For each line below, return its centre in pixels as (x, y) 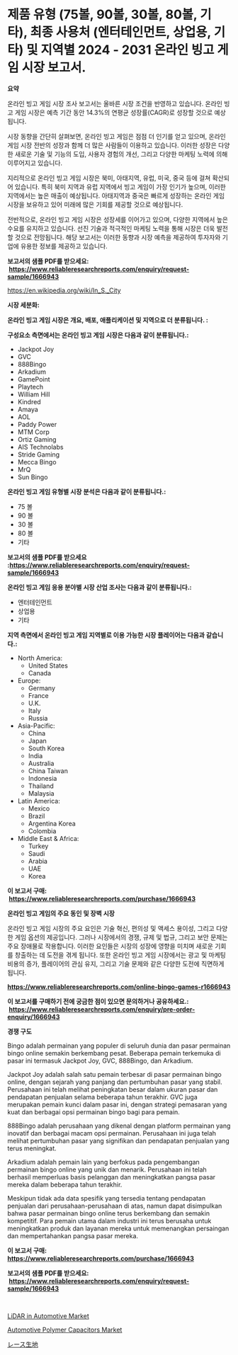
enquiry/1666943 (34, 1017)
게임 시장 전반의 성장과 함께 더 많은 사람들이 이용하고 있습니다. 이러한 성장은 (112, 145)
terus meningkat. (32, 1148)
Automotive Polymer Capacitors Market (65, 1330)
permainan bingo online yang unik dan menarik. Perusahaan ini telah (107, 1170)
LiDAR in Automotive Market (49, 1316)
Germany (41, 688)
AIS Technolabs (40, 447)
